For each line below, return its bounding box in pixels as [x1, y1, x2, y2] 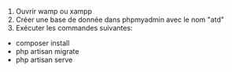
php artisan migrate [15, 47, 79, 56]
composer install [15, 38, 70, 48]
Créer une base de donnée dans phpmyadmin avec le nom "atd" [15, 15, 224, 24]
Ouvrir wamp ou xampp [15, 7, 93, 16]
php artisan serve [15, 55, 73, 64]
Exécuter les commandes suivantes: [15, 23, 133, 32]
